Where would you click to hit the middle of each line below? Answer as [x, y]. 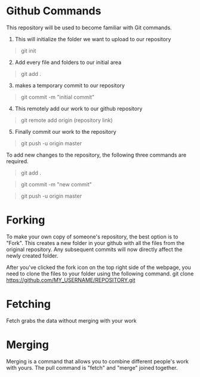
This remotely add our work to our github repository [79, 108]
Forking [26, 220]
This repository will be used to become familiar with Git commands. [89, 27]
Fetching [28, 304]
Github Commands [54, 11]
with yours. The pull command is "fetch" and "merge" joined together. [92, 367]
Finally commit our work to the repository [65, 131]
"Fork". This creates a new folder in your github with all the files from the [96, 243]
